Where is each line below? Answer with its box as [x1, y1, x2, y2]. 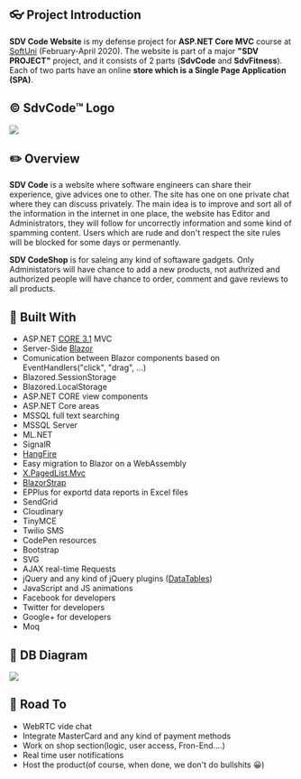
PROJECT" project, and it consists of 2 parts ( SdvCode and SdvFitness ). [9, 55, 283, 66]
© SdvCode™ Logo [9, 100, 115, 116]
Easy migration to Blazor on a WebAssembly [22, 459, 187, 469]
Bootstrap [22, 544, 59, 555]
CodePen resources [22, 535, 97, 546]
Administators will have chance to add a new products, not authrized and [9, 264, 281, 275]
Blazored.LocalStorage [22, 382, 108, 393]
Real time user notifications [22, 749, 124, 760]
